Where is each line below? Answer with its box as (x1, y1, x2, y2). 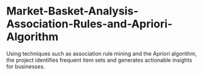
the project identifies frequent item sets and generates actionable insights (6, 56, 193, 64)
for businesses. (6, 62, 45, 70)
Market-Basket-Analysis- (6, 4, 139, 18)
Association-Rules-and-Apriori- (6, 17, 173, 31)
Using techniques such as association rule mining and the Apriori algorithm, (6, 50, 197, 57)
